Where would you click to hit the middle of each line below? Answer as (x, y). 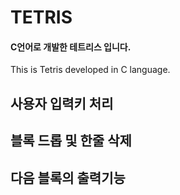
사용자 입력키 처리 (62, 103)
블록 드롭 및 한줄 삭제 (71, 141)
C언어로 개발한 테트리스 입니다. (71, 47)
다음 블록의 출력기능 (68, 177)
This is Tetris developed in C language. (90, 70)
